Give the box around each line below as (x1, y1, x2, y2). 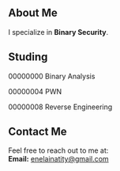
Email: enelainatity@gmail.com (8, 154, 109, 164)
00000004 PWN (8, 86, 62, 96)
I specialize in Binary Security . (8, 27, 109, 36)
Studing (8, 51, 48, 64)
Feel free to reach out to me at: (8, 146, 109, 155)
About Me (8, 6, 58, 20)
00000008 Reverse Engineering (8, 102, 113, 112)
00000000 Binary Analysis (8, 71, 96, 81)
